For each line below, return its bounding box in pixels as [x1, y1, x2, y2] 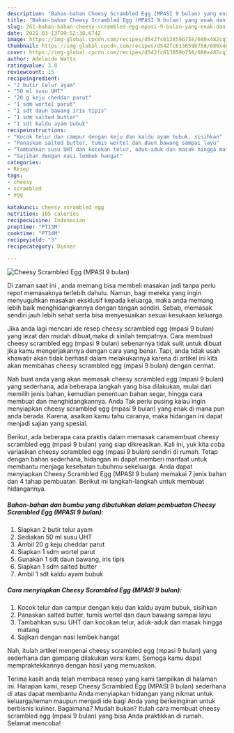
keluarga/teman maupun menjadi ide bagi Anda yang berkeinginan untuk [7, 697, 216, 705]
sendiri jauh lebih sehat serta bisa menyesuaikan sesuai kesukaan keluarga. [7, 311, 224, 320]
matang [17, 626, 40, 634]
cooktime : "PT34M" [7, 230, 61, 237]
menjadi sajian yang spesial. [7, 419, 88, 428]
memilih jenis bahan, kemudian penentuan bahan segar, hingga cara [7, 390, 203, 398]
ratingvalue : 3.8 [7, 62, 58, 69]
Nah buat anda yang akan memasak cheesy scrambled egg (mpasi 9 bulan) [7, 375, 224, 384]
